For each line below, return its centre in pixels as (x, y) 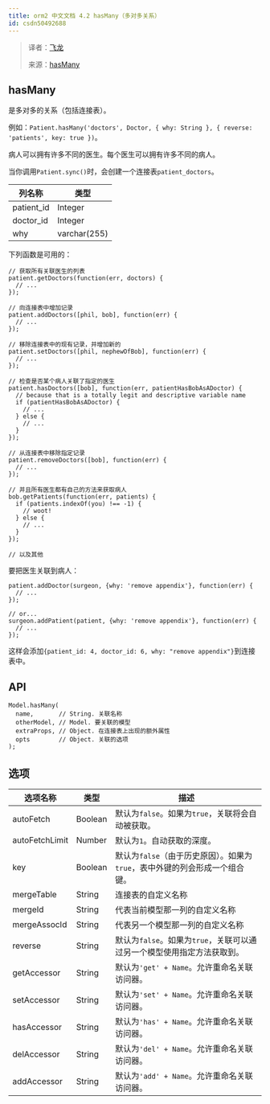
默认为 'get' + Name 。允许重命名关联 (184, 967)
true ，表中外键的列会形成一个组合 (180, 868)
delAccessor (36, 1054)
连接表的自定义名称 (151, 895)
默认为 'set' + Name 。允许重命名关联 (184, 994)
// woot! (37, 511)
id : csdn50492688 (37, 23)
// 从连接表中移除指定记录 (47, 454)
